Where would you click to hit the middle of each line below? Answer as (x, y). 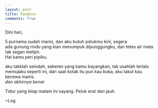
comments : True (20, 18)
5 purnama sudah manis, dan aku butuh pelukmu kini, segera (66, 42)
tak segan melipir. (23, 52)
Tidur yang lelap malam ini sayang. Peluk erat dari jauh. (60, 91)
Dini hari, (14, 32)
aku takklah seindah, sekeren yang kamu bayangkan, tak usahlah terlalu (77, 66)
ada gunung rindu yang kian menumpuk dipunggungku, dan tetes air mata (79, 47)
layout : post (18, 9)
